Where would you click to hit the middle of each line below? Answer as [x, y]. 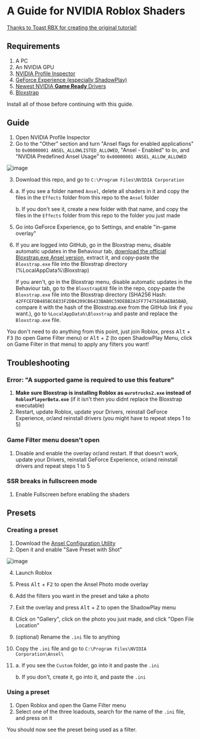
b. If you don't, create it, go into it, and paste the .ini [81, 677]
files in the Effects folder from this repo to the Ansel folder [87, 197]
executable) [30, 406]
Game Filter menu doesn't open [53, 440]
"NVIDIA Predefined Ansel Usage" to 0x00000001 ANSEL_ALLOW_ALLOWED [101, 156]
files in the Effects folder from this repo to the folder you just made [98, 215]
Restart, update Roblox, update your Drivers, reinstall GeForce [91, 412]
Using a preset [28, 692]
